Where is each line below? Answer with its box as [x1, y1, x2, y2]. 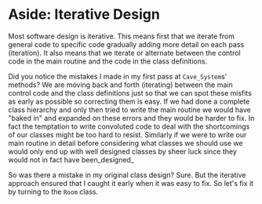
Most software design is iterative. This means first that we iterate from [8, 31, 235, 41]
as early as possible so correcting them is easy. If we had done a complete [8, 97, 250, 106]
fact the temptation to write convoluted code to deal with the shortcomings [8, 122, 250, 131]
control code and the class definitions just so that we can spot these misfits [8, 88, 253, 97]
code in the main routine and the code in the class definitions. [8, 56, 208, 66]
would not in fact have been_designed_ [8, 155, 135, 164]
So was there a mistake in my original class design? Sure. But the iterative [8, 170, 246, 180]
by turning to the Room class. [8, 187, 99, 196]
